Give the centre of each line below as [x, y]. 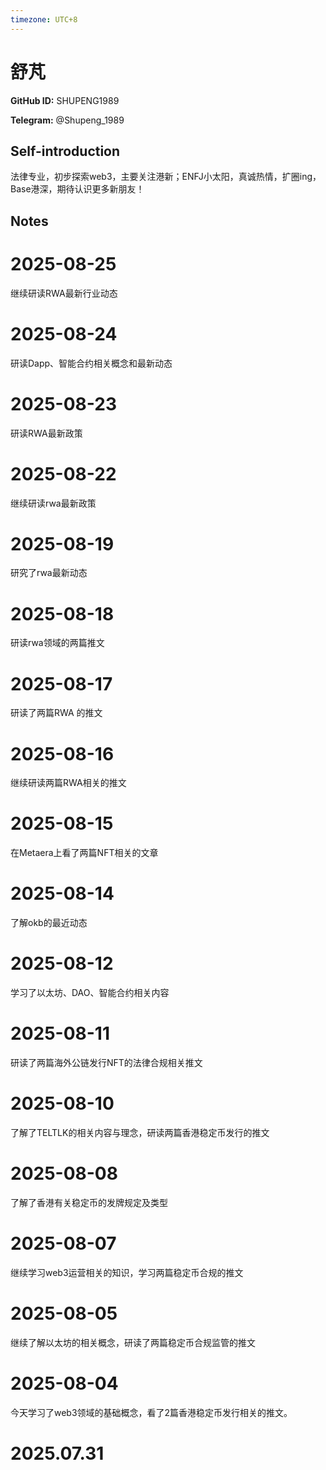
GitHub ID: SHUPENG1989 [65, 100]
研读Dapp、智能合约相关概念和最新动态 [91, 363]
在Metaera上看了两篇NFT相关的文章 [84, 853]
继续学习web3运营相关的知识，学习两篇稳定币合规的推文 [127, 1272]
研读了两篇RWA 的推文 [56, 713]
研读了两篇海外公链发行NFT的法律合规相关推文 [106, 1063]
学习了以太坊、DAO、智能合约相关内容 [90, 993]
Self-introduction [65, 151]
